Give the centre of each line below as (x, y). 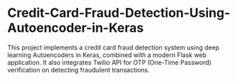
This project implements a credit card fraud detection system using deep (114, 47)
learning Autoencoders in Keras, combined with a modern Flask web (107, 55)
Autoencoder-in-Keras (75, 28)
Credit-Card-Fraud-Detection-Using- (119, 13)
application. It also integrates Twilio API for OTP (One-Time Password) (110, 62)
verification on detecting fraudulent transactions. (79, 70)
